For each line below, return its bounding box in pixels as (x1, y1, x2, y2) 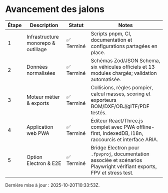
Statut (68, 22, 84, 29)
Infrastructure (26, 33, 59, 40)
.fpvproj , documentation (90, 150, 150, 157)
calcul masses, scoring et (90, 90, 151, 97)
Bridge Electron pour (90, 144, 139, 151)
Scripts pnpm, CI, (90, 30, 131, 37)
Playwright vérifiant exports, (90, 163, 157, 170)
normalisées (26, 69, 56, 76)
